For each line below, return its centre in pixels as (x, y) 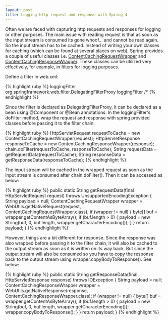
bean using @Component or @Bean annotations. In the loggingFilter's (78, 112)
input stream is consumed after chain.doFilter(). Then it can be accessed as (84, 175)
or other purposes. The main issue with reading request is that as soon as (82, 34)
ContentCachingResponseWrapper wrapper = (53, 285)
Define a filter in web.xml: (32, 76)
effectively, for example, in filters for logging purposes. (62, 67)
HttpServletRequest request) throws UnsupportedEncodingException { (79, 195)
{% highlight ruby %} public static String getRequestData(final (70, 190)
